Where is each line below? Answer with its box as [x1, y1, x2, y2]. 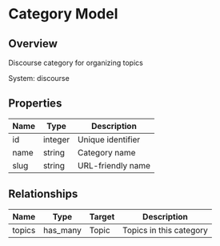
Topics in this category [122, 224, 208, 236]
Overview [8, 37, 58, 50]
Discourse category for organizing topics [8, 58, 144, 67]
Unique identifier [77, 134, 141, 145]
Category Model [8, 5, 118, 23]
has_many [42, 224, 82, 236]
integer [42, 134, 70, 145]
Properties [8, 97, 62, 111]
